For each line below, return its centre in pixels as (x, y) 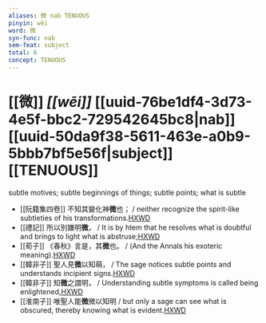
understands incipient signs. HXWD (77, 273)
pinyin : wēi (28, 23)
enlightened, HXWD (52, 291)
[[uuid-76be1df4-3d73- (173, 102)
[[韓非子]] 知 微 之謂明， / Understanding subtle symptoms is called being (139, 282)
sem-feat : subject (39, 45)
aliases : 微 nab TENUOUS (49, 16)
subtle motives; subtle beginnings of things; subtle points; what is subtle (127, 192)
